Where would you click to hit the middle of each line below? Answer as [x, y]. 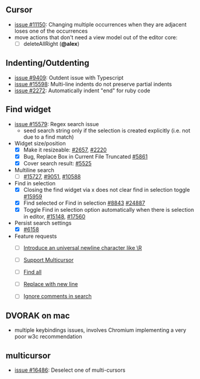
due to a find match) [49, 137]
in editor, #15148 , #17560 [54, 216]
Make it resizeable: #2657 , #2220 [65, 150]
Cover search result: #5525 [57, 163]
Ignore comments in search [57, 296]
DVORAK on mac [38, 315]
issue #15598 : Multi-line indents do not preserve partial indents [93, 84]
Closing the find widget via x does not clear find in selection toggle [107, 189]
